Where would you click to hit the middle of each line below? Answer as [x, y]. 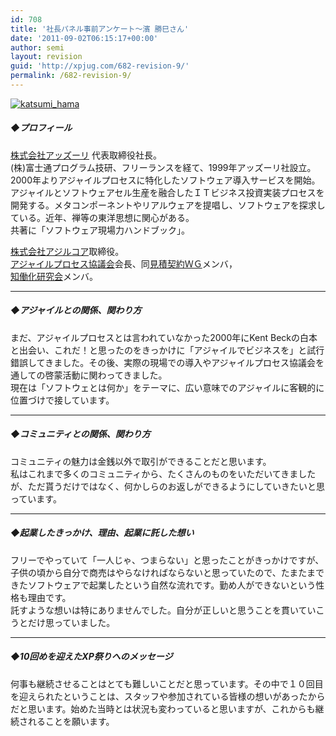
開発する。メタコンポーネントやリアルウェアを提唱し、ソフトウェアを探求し [168, 205]
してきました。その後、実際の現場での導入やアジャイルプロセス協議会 [171, 362]
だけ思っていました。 [71, 622]
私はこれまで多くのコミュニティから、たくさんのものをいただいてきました [163, 473]
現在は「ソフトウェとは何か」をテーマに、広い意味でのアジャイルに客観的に [167, 387]
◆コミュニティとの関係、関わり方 [80, 434]
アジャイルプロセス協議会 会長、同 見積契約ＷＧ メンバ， [124, 263]
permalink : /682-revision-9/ [71, 76]
